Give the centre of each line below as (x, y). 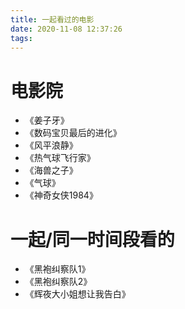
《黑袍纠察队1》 (57, 269)
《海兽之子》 (51, 170)
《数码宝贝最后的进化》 (73, 133)
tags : (21, 38)
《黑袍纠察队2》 (58, 282)
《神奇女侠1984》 (61, 195)
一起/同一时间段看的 (92, 239)
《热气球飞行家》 (60, 158)
